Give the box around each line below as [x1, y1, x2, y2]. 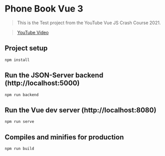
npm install [5, 57, 30, 62]
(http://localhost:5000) [5, 79, 80, 88]
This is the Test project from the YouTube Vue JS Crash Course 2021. [17, 20, 161, 26]
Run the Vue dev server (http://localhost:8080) [5, 106, 156, 114]
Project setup [5, 44, 48, 53]
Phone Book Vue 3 [5, 3, 84, 15]
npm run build [5, 146, 35, 151]
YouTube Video [17, 29, 49, 35]
